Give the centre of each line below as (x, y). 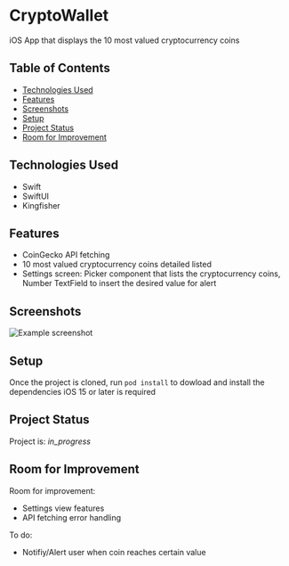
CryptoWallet (59, 16)
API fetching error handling (72, 517)
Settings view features (63, 508)
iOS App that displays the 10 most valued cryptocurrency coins (124, 40)
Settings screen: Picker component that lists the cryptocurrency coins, (151, 274)
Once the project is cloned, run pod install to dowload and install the (137, 382)
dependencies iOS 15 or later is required (83, 392)
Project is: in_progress (50, 441)
